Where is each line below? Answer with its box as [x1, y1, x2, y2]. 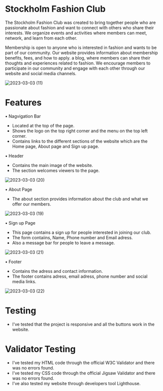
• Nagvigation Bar [5, 113, 41, 119]
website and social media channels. [5, 70, 77, 76]
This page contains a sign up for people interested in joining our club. [12, 229, 152, 235]
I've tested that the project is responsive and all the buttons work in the [12, 321, 155, 327]
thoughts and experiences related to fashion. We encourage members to [5, 60, 151, 66]
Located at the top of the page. [12, 123, 74, 128]
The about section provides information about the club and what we [12, 196, 148, 202]
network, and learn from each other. [5, 35, 77, 41]
